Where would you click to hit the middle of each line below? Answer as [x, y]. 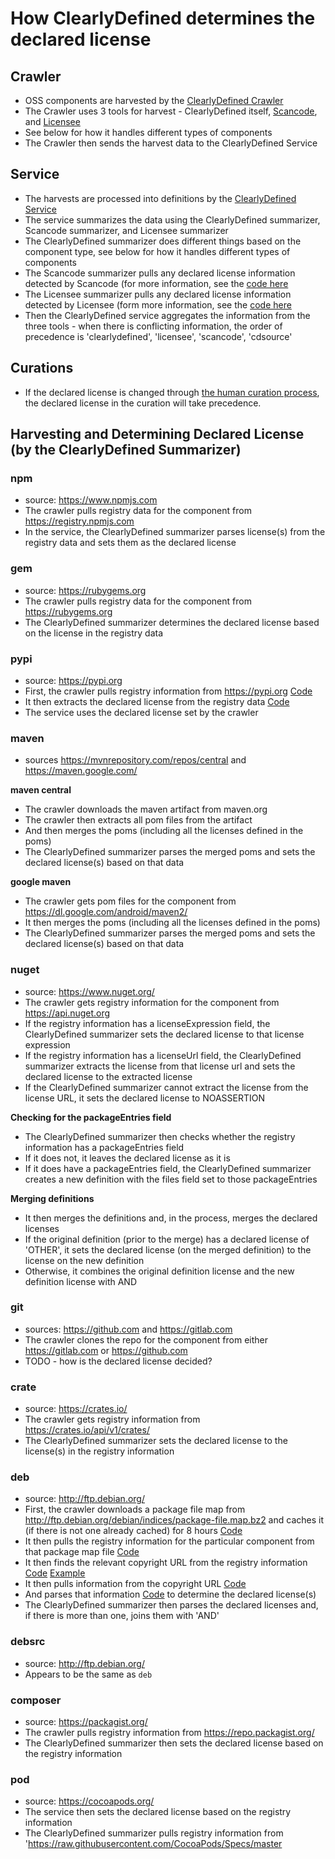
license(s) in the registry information [99, 1451]
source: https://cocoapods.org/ [89, 1801]
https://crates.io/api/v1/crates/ [87, 1430]
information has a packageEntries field [104, 1147]
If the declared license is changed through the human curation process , [172, 392]
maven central [41, 790]
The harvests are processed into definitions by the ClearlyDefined [160, 198]
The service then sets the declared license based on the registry [158, 1812]
